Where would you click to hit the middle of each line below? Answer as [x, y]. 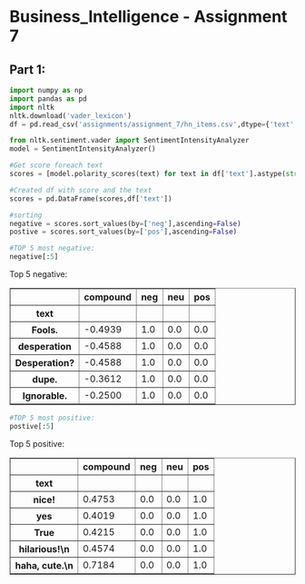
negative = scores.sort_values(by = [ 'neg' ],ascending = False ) [126, 223]
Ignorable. [45, 396]
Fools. [45, 330]
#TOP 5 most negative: [52, 248]
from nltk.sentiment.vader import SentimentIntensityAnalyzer [129, 141]
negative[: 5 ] [34, 257]
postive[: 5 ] [32, 426]
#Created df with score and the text [81, 190]
